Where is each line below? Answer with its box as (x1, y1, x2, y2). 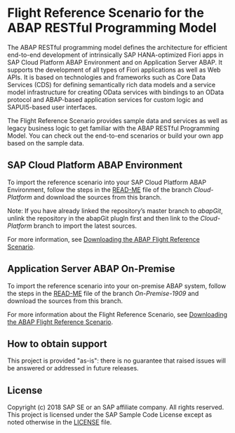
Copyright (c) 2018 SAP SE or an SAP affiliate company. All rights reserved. (7, 403, 224, 412)
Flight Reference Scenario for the (7, 5, 205, 21)
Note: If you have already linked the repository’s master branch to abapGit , (7, 206, 223, 215)
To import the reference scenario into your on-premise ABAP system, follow (7, 281, 227, 290)
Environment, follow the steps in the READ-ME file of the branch (7, 185, 193, 194)
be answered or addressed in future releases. (7, 364, 139, 373)
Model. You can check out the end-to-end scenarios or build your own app (7, 131, 224, 140)
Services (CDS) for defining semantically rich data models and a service (7, 80, 216, 89)
